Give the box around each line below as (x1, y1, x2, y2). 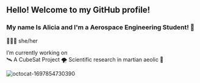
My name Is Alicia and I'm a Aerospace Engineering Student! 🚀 (6, 23, 195, 32)
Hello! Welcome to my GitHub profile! (6, 5, 151, 15)
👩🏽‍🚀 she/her (6, 37, 38, 45)
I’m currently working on (6, 49, 68, 56)
